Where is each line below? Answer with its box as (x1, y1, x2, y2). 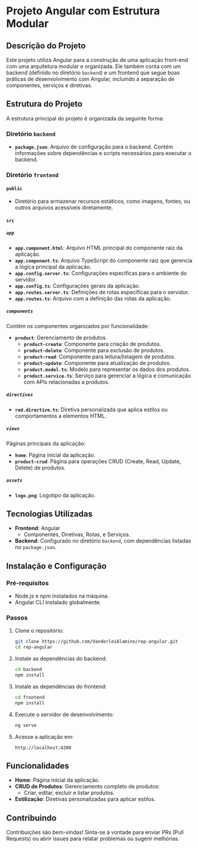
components (6, 308, 33, 314)
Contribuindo (6, 813, 57, 823)
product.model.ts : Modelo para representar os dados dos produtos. (23, 366, 191, 373)
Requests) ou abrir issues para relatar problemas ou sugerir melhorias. (6, 835, 180, 842)
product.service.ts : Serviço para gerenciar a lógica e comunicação (23, 372, 191, 379)
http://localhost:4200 (14, 744, 72, 751)
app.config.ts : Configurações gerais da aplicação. (14, 282, 140, 289)
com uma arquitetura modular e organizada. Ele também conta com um (6, 63, 181, 70)
